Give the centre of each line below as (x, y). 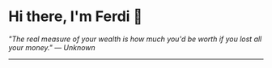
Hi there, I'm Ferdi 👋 (76, 17)
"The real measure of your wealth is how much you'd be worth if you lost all (135, 39)
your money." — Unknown (52, 47)
